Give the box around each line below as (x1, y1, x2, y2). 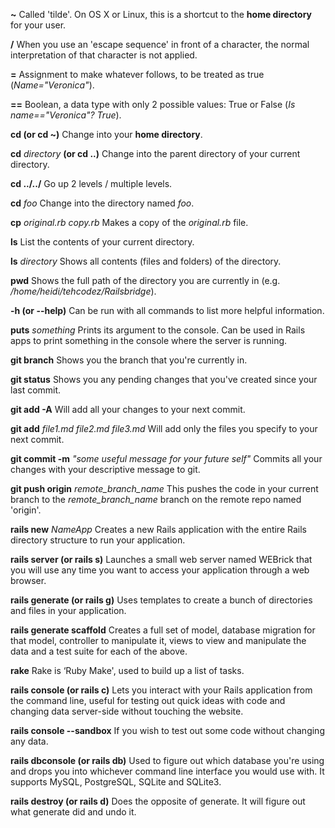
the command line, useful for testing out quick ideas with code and (10, 695, 286, 706)
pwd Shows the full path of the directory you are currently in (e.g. (10, 275, 281, 286)
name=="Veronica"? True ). (10, 109, 122, 121)
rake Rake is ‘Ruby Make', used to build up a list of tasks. (10, 665, 245, 676)
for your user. (10, 19, 67, 31)
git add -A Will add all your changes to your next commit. (10, 404, 246, 415)
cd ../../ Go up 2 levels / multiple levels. (10, 178, 173, 189)
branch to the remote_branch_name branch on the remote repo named (10, 494, 302, 505)
